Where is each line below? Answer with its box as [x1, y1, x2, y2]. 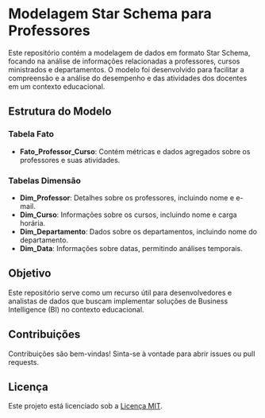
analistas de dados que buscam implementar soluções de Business [8, 296, 229, 306]
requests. [8, 357, 40, 366]
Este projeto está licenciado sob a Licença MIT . [8, 401, 163, 411]
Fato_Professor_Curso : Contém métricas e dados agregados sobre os [19, 146, 251, 156]
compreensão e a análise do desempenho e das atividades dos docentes [8, 73, 248, 83]
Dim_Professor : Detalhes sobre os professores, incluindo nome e [19, 192, 235, 203]
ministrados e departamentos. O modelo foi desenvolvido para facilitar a [8, 64, 244, 74]
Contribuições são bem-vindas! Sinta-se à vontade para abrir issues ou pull [8, 349, 255, 358]
